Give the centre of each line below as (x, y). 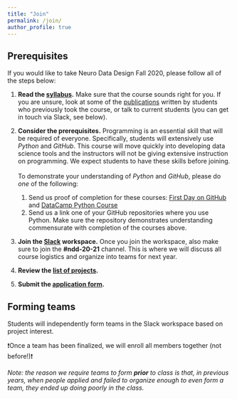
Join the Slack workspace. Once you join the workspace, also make (118, 242)
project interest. (31, 331)
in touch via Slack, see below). (63, 117)
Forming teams (42, 307)
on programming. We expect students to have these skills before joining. (124, 161)
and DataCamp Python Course (73, 205)
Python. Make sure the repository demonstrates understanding (121, 220)
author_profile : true (39, 27)
